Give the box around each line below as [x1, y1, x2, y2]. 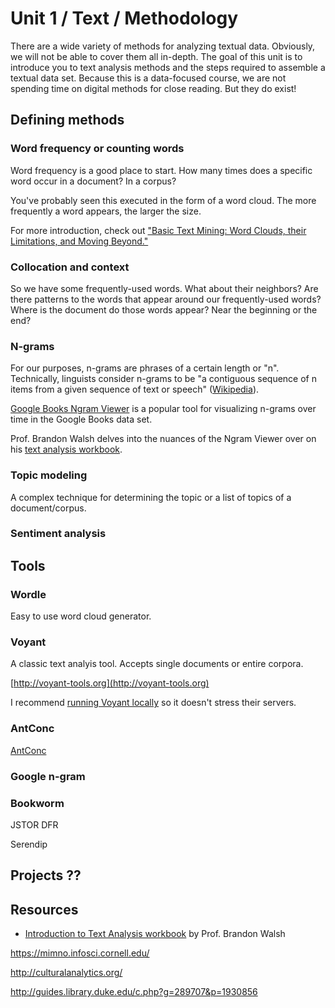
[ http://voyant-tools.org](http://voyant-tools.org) [10, 677, 210, 689]
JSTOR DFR [10, 818, 59, 831]
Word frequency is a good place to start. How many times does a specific [10, 164, 313, 176]
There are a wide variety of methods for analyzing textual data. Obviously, [10, 40, 316, 52]
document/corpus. [10, 502, 87, 514]
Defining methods [10, 112, 125, 129]
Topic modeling [10, 468, 88, 482]
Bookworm [10, 796, 65, 810]
